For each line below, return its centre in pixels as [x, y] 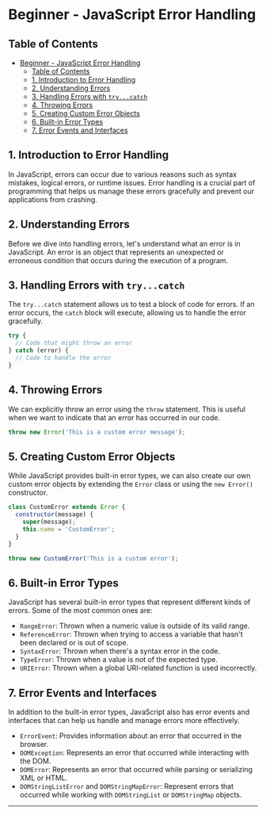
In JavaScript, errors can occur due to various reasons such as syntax [123, 174]
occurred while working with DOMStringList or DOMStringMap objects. [131, 795]
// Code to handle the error [63, 358]
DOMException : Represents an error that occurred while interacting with [134, 753]
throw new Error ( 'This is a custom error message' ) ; [97, 432]
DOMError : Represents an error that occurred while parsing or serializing [136, 770]
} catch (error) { [38, 350]
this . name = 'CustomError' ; [68, 529]
